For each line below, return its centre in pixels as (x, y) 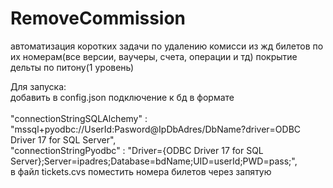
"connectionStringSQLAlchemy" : (79, 118)
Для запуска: (38, 86)
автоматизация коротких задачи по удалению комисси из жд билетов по (167, 46)
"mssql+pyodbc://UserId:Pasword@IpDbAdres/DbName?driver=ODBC (156, 129)
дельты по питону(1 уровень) (72, 67)
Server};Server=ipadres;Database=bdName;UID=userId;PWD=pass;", (154, 161)
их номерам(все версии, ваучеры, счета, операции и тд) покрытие (154, 56)
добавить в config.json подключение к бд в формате (122, 97)
